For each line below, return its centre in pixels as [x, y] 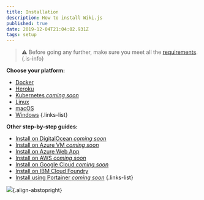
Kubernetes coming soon [47, 95]
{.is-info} [32, 59]
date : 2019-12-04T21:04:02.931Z [47, 29]
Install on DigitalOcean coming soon [61, 139]
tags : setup [21, 35]
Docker [25, 83]
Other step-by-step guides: [42, 127]
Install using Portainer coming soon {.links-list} [74, 177]
